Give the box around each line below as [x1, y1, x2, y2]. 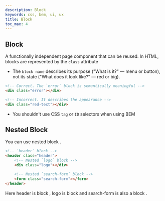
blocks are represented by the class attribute [5, 59, 99, 65]
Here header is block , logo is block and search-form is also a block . [5, 190, 147, 196]
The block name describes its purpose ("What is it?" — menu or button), [12, 68, 160, 74]
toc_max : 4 [5, 21, 28, 27]
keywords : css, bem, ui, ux [5, 12, 64, 17]
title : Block [5, 17, 33, 22]
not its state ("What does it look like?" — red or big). [12, 74, 120, 80]
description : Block [5, 7, 46, 13]
